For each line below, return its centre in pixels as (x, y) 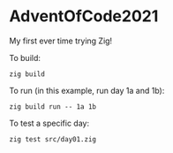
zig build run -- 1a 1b (53, 107)
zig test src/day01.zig (53, 139)
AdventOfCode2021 (84, 16)
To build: (25, 57)
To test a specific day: (49, 123)
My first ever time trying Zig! (61, 41)
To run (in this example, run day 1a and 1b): (87, 90)
